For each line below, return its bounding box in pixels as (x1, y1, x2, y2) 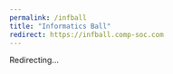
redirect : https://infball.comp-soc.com (9, 30, 165, 39)
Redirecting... (9, 55, 60, 66)
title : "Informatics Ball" (9, 22, 111, 31)
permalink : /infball (9, 13, 88, 23)
